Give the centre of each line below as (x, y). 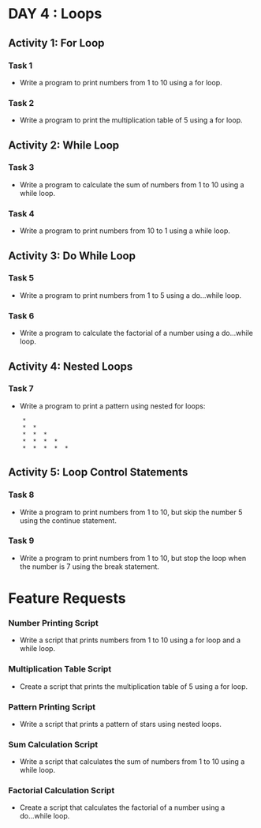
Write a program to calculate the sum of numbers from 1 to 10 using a (132, 184)
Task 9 (21, 540)
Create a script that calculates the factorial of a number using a (122, 807)
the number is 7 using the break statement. (89, 566)
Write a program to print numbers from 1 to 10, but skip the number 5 (131, 512)
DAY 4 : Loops (55, 14)
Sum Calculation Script (53, 744)
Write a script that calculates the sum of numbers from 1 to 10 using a (132, 762)
